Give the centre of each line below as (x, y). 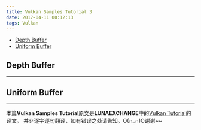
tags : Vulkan (22, 23)
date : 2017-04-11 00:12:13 (40, 17)
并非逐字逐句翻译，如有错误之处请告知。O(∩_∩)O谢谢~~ (93, 121)
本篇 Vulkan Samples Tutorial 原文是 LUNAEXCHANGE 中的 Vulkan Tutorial (96, 113)
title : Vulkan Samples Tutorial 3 (49, 12)
